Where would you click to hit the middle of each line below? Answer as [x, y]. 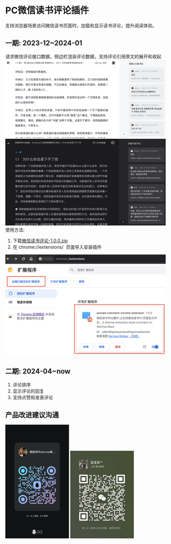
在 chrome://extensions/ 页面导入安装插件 [57, 247]
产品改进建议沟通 [32, 415]
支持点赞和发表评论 [33, 397]
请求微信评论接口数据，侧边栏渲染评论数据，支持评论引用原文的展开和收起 [83, 56]
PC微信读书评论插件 [47, 10]
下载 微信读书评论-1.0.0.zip [40, 241]
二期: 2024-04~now [38, 371]
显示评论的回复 [28, 391]
